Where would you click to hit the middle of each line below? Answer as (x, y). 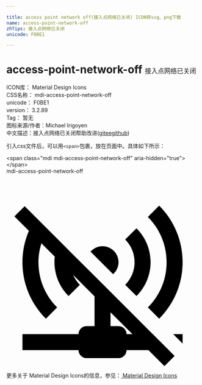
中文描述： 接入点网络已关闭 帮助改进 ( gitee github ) (68, 133)
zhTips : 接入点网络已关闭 (36, 29)
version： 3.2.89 (27, 110)
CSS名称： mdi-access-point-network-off (59, 95)
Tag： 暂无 (20, 118)
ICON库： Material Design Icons (46, 87)
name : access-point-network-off (47, 23)
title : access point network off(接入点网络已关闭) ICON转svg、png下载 (94, 17)
